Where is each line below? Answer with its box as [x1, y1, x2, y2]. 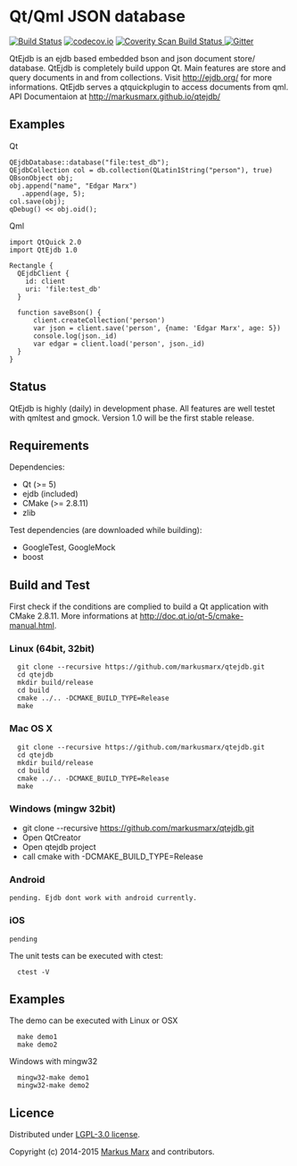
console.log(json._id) [32, 331, 118, 340]
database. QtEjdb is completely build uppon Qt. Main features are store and [9, 62, 286, 73]
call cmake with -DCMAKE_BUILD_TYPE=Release [21, 851, 203, 862]
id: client [25, 277, 66, 286]
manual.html [9, 620, 55, 631]
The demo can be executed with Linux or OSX [9, 1015, 178, 1026]
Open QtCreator [21, 832, 82, 843]
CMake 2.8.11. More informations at [9, 611, 138, 621]
